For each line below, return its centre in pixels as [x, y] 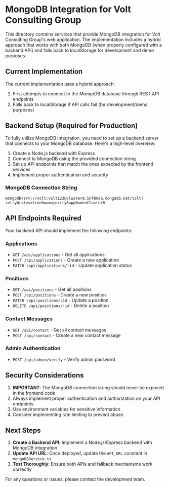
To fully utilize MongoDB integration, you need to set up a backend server [82, 138]
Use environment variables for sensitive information [66, 409]
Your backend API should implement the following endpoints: [69, 230]
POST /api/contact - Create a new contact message [67, 335]
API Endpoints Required [44, 218]
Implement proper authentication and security [60, 175]
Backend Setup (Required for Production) [72, 126]
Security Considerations [45, 375]
